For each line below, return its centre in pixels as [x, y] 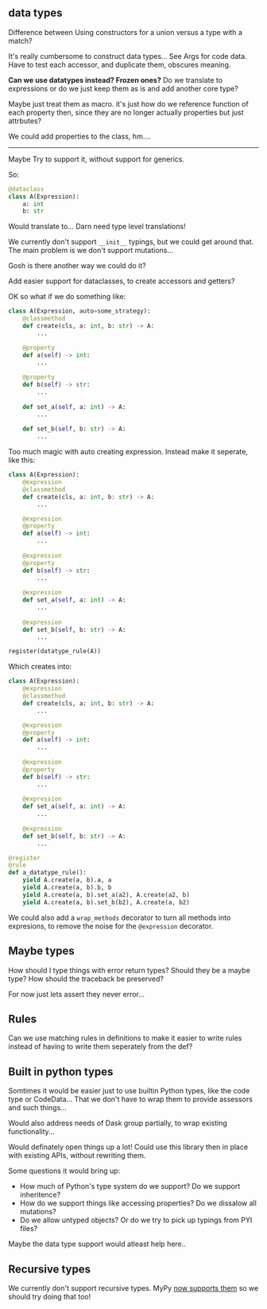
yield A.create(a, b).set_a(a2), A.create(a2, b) [106, 894]
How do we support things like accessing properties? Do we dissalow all [138, 1203]
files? [29, 1229]
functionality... [32, 1132]
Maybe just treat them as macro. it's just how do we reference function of [128, 103]
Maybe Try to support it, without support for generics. [97, 159]
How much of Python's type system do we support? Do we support [130, 1186]
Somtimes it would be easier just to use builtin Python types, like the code [129, 1091]
